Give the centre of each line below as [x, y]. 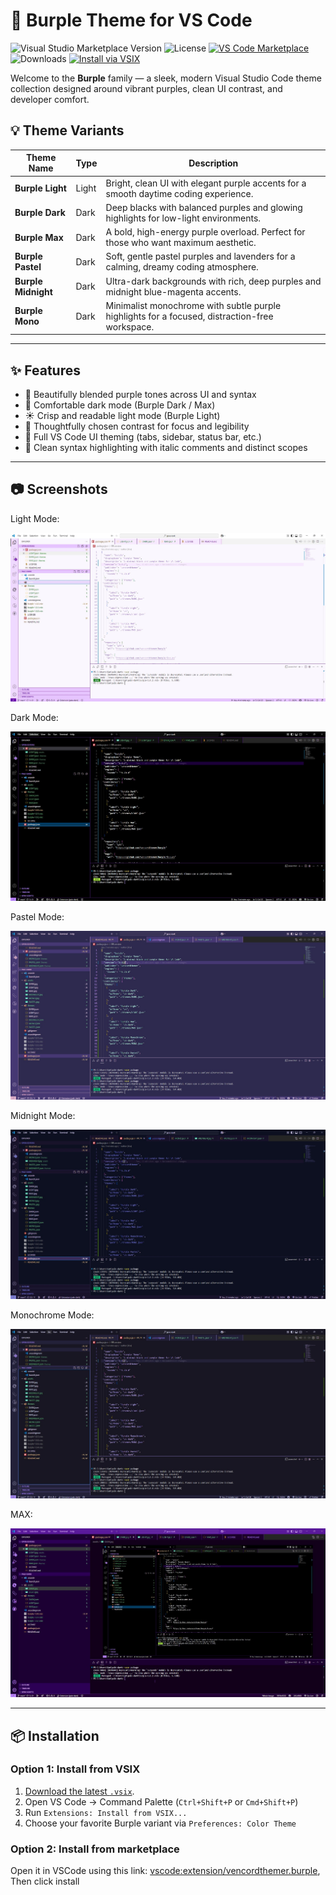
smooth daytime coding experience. [179, 193]
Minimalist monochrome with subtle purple [193, 305]
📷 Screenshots [59, 489]
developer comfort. [50, 99]
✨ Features [45, 370]
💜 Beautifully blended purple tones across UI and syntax [140, 395]
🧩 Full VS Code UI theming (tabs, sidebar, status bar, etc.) [143, 437]
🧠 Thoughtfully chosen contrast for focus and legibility [137, 426]
